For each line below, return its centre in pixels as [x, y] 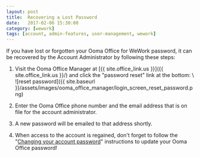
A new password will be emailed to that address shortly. [84, 124]
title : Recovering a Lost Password [52, 17]
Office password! [36, 148]
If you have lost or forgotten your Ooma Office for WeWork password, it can [99, 51]
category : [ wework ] [30, 28]
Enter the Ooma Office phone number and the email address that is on [101, 106]
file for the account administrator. [56, 112]
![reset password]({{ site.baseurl [55, 82]
